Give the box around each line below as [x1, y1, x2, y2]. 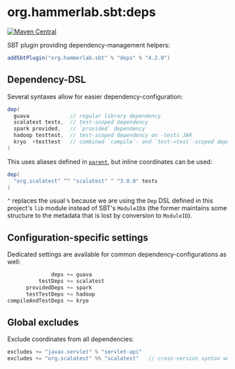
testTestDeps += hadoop [25, 291, 96, 298]
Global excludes [7, 316, 79, 328]
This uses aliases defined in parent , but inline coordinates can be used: [7, 157, 213, 166]
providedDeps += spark [25, 284, 92, 291]
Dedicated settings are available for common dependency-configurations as [7, 250, 227, 259]
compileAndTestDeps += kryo [7, 297, 90, 304]
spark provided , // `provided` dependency [13, 125, 145, 133]
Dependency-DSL [7, 74, 86, 86]
